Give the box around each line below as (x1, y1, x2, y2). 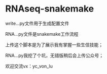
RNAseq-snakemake (5, 3, 94, 15)
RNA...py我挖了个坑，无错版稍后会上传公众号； (5, 52, 104, 58)
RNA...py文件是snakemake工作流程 (5, 31, 79, 37)
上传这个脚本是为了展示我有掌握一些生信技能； (5, 41, 103, 48)
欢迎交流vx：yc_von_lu (5, 63, 53, 69)
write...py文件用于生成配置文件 (5, 20, 69, 26)
